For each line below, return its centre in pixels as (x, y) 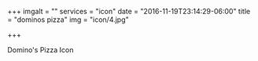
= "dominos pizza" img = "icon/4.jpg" (68, 20)
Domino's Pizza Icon (41, 50)
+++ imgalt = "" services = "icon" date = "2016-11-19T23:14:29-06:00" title (129, 11)
